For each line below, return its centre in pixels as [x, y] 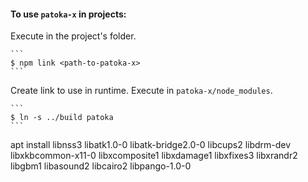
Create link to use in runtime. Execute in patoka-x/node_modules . [141, 91]
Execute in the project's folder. [73, 36]
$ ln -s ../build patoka [62, 118]
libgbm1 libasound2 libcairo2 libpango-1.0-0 [101, 166]
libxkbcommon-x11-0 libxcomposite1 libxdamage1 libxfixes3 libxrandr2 [154, 156]
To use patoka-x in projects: [68, 14]
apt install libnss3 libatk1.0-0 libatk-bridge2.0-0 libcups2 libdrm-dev [151, 145]
